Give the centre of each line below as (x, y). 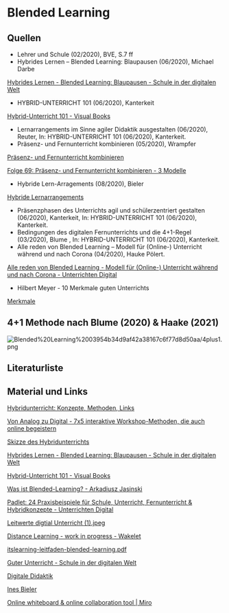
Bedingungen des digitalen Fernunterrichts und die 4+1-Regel (104, 232)
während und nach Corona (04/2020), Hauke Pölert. (91, 254)
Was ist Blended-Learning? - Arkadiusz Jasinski (75, 489)
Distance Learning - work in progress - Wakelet (74, 536)
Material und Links (47, 391)
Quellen (24, 38)
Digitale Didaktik (30, 576)
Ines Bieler (22, 589)
